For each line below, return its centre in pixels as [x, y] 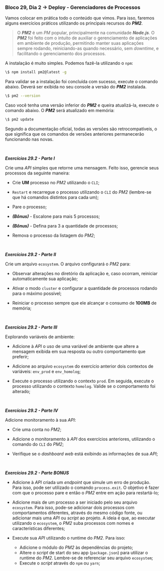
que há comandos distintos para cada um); [55, 197]
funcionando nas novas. [29, 139]
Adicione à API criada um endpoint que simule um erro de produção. [81, 482]
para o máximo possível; [37, 293]
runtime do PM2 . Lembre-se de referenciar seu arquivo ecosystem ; [86, 558]
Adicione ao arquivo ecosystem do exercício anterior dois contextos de [83, 366]
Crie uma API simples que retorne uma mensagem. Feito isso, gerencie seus [82, 168]
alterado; [21, 391]
